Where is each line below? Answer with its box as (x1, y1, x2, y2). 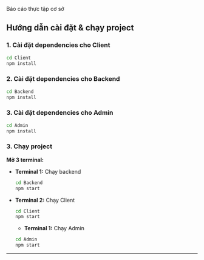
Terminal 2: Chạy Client (15, 196, 75, 204)
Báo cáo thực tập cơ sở (6, 5, 65, 12)
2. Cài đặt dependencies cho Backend (6, 75, 120, 83)
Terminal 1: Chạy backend (15, 168, 81, 175)
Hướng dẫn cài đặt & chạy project (6, 22, 134, 33)
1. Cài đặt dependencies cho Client (6, 41, 110, 49)
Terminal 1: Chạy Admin (24, 225, 85, 232)
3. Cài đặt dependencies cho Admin (6, 109, 114, 117)
